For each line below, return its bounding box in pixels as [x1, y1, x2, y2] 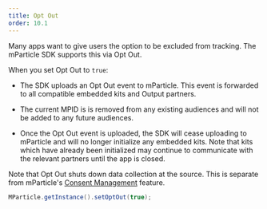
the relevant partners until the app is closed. [19, 153, 165, 164]
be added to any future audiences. [19, 112, 134, 122]
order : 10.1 [8, 19, 48, 27]
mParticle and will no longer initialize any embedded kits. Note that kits [19, 136, 253, 146]
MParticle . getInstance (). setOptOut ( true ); [8, 193, 152, 201]
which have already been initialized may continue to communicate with [19, 145, 253, 155]
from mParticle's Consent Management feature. [8, 177, 165, 187]
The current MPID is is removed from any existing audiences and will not [19, 104, 259, 114]
